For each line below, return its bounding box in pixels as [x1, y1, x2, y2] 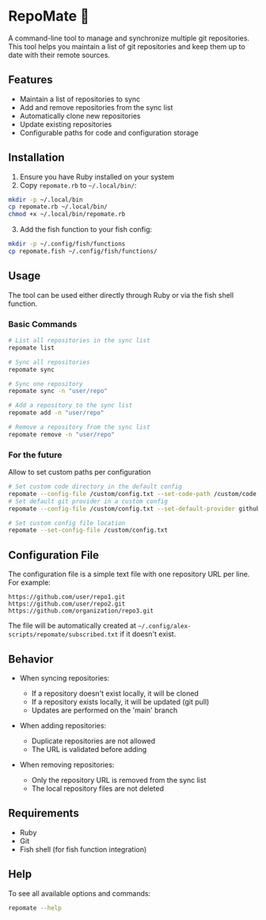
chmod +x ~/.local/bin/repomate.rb [8, 210, 126, 219]
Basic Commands [8, 319, 78, 330]
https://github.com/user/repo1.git [8, 594, 126, 601]
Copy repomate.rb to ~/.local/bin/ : [19, 180, 137, 189]
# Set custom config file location [8, 519, 126, 527]
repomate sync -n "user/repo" [8, 387, 108, 395]
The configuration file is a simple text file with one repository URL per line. [8, 570, 250, 579]
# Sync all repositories [8, 358, 90, 366]
